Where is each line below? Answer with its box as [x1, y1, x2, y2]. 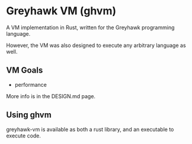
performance [14, 81, 47, 88]
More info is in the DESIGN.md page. [6, 92, 96, 99]
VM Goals [6, 65, 43, 76]
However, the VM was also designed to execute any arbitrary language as [6, 42, 186, 49]
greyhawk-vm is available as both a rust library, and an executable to [6, 126, 174, 133]
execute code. [6, 132, 41, 139]
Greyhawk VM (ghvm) [6, 4, 117, 18]
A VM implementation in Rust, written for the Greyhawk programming [6, 24, 175, 31]
